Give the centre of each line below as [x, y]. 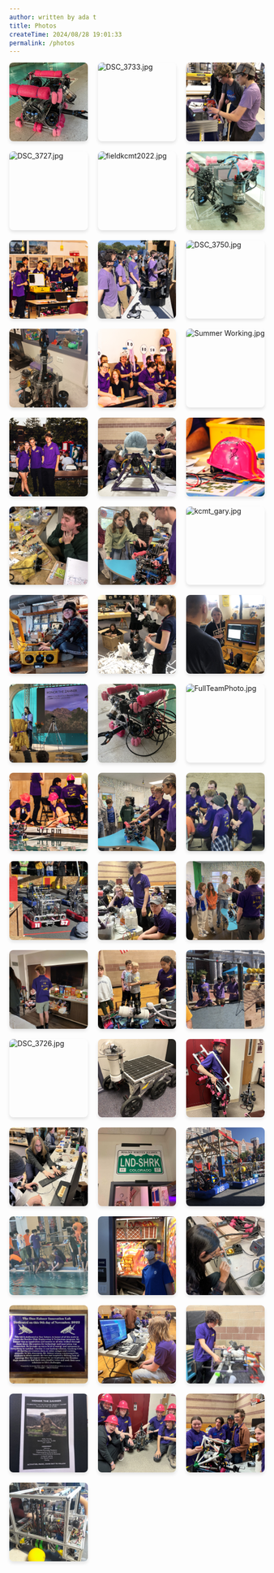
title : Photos [33, 26]
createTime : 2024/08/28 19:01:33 [66, 34]
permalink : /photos [42, 43]
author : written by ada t [53, 17]
